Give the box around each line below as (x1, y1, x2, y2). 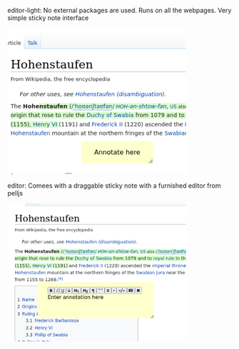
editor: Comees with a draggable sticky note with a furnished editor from (7, 181, 221, 190)
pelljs (7, 188, 24, 197)
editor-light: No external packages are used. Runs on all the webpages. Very (7, 6, 232, 14)
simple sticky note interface (7, 14, 89, 22)
